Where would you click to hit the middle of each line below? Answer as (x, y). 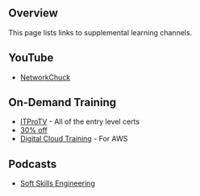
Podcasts (33, 164)
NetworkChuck (45, 77)
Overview (33, 13)
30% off (34, 130)
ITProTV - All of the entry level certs (79, 122)
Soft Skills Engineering (57, 183)
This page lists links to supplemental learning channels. (100, 32)
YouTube (31, 58)
